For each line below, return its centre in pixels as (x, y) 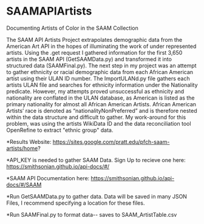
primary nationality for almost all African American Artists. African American (101, 104)
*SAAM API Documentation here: (48, 178)
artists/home (22, 148)
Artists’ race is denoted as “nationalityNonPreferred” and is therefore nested (102, 110)
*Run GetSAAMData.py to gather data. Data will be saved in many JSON (97, 196)
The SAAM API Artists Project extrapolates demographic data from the (94, 39)
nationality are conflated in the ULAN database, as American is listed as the (100, 98)
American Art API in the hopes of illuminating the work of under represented (101, 46)
